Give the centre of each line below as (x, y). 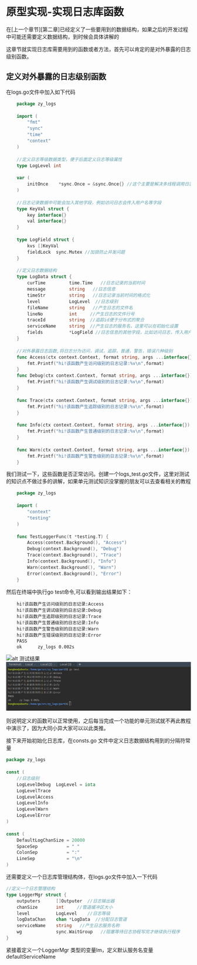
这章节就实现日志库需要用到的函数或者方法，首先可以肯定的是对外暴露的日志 (98, 49)
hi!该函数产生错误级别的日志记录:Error (59, 635)
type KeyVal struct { (43, 209)
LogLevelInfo (33, 803)
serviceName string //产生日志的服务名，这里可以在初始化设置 (103, 326)
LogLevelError (34, 816)
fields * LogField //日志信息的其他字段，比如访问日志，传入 (105, 333)
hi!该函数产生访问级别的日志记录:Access (60, 604)
